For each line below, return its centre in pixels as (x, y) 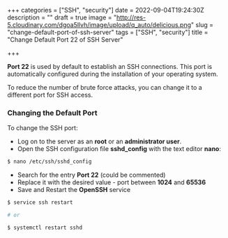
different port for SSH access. (50, 95)
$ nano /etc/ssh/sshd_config (50, 162)
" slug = (202, 25)
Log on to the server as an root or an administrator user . (99, 141)
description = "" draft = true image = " (62, 17)
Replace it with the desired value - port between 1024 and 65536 (112, 182)
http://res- (131, 17)
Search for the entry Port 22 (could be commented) (91, 175)
